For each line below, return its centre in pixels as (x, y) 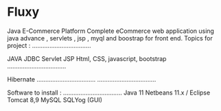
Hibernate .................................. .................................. (82, 79)
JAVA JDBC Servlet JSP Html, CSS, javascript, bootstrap (87, 58)
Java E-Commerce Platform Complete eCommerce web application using (111, 31)
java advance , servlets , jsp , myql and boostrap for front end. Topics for (110, 38)
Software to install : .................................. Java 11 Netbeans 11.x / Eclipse (109, 92)
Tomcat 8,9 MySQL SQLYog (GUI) (55, 99)
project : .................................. (49, 45)
